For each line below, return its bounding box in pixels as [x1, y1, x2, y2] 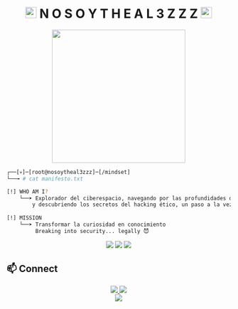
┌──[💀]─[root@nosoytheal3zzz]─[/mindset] [6, 168, 131, 175]
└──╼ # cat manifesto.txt [6, 175, 83, 183]
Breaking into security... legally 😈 [35, 227, 150, 234]
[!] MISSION [6, 215, 42, 222]
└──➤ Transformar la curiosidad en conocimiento [19, 221, 166, 229]
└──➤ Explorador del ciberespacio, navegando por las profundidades [19, 195, 227, 202]
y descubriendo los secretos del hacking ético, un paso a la [32, 201, 220, 208]
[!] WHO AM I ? [6, 188, 49, 195]
